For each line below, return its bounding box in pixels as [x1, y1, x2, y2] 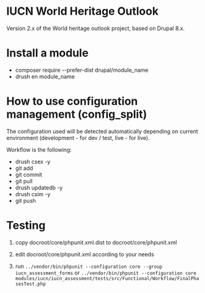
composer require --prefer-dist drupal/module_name [15, 66, 149, 74]
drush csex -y [15, 158, 51, 165]
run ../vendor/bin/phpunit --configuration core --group [15, 262, 163, 270]
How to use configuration [6, 94, 138, 108]
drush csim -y [15, 190, 51, 197]
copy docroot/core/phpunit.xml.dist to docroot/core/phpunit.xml [15, 238, 177, 246]
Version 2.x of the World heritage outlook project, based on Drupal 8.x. [6, 25, 185, 32]
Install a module [6, 46, 89, 60]
